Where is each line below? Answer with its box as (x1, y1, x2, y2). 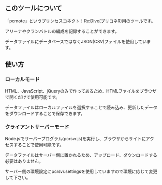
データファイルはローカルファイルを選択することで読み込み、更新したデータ (5, 104, 158, 110)
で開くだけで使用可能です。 (5, 94, 60, 100)
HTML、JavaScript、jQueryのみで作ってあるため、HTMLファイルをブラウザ (5, 88, 157, 94)
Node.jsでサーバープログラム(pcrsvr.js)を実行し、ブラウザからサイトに (5, 135, 146, 141)
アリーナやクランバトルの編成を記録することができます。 (5, 28, 119, 34)
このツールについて (5, 4, 62, 13)
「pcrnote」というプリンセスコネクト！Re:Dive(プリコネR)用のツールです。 (5, 18, 156, 24)
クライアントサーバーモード (5, 124, 69, 131)
